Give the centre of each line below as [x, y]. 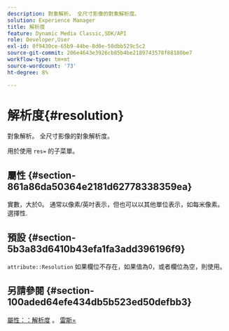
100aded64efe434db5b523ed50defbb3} [99, 302]
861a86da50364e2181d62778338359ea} [100, 187]
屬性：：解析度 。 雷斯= [42, 320]
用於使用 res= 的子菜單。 [43, 151]
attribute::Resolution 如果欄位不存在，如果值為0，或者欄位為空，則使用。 [117, 266]
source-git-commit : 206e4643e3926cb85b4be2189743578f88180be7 [100, 53]
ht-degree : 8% [28, 72]
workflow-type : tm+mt [39, 60]
